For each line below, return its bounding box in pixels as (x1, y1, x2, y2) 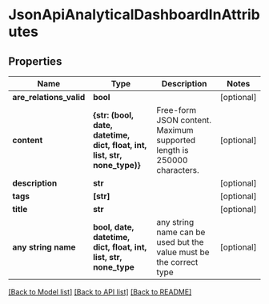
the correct (156, 257, 199, 267)
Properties (8, 54, 62, 68)
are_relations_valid (12, 92, 86, 102)
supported (156, 134, 196, 146)
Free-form (156, 105, 197, 115)
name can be (156, 226, 206, 238)
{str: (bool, (93, 110, 134, 121)
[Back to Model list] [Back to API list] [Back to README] (8, 287, 192, 297)
